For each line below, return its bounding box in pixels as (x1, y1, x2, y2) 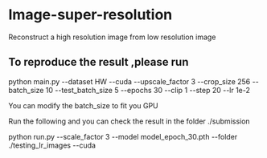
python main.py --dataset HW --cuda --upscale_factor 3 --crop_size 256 (8, 76, 251, 86)
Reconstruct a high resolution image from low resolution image (8, 32, 216, 42)
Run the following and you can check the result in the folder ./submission (8, 116, 251, 126)
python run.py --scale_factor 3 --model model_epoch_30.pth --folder (8, 132, 238, 141)
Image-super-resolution (8, 6, 173, 24)
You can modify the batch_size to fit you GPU (8, 100, 158, 110)
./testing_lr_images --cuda (8, 140, 97, 150)
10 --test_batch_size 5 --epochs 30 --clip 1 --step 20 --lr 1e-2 (45, 85, 251, 95)
